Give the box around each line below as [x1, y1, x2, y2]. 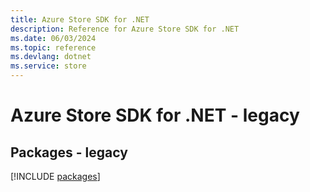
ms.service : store [10, 61, 87, 71]
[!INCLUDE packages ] [10, 171, 101, 182]
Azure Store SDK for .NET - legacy [10, 104, 300, 127]
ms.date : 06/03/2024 [10, 33, 97, 43]
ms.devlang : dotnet [10, 52, 92, 62]
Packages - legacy [10, 144, 128, 161]
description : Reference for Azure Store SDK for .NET [10, 24, 240, 34]
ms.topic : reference [10, 42, 97, 53]
